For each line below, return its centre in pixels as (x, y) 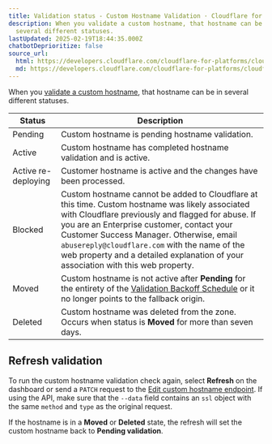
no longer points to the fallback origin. (132, 299)
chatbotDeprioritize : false (56, 46)
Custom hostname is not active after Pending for (153, 278)
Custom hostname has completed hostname (144, 147)
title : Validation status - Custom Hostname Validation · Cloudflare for (136, 16)
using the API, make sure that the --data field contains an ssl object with (130, 398)
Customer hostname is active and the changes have (159, 170)
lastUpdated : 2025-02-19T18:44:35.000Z (76, 39)
